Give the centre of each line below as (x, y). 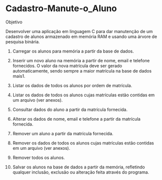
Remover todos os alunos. (39, 157)
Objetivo (14, 22)
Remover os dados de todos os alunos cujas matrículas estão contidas (83, 143)
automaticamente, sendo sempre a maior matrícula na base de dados (82, 71)
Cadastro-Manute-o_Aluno (61, 9)
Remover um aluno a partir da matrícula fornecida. (63, 133)
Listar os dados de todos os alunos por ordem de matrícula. (72, 85)
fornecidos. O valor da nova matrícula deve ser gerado (67, 66)
